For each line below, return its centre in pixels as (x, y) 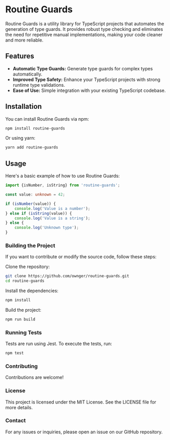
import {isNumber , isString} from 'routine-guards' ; (63, 185)
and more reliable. (24, 40)
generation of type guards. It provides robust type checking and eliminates (84, 29)
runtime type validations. (39, 85)
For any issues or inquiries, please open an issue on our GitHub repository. (84, 432)
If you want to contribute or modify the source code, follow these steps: (81, 257)
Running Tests (24, 332)
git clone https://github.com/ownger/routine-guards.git (67, 276)
